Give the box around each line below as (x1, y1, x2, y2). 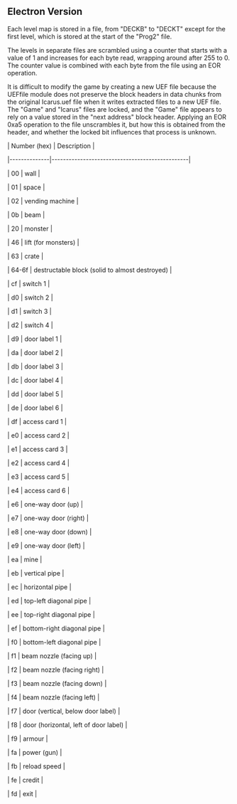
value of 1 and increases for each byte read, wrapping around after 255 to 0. (7, 53, 231, 62)
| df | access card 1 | (7, 417, 67, 425)
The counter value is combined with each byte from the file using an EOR (7, 60, 221, 70)
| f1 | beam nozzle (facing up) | (7, 651, 97, 660)
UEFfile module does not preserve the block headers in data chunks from (7, 90, 222, 98)
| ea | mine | (7, 555, 43, 564)
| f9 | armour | (7, 734, 48, 743)
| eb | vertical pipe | (7, 568, 65, 577)
